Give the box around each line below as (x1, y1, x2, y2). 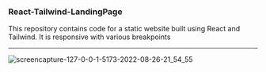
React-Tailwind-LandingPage (8, 6, 123, 17)
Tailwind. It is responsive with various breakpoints (8, 32, 171, 41)
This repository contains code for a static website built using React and (8, 24, 240, 34)
